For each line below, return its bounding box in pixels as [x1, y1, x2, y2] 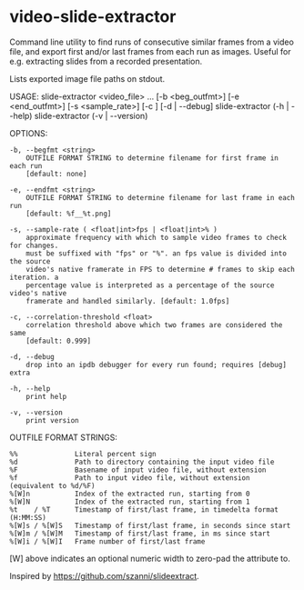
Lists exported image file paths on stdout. [9, 73, 166, 84]
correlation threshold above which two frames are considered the [25, 320, 283, 329]
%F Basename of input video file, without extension [9, 465, 267, 475]
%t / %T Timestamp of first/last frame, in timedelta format [9, 505, 279, 515]
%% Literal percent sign [9, 449, 157, 458]
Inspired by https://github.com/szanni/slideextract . [9, 570, 200, 581]
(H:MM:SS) [9, 513, 47, 522]
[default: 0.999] [25, 336, 92, 345]
